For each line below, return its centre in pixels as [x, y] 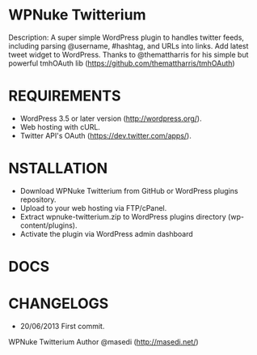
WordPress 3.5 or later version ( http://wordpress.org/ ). [111, 118]
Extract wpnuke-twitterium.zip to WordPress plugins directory [123, 216]
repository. [38, 199]
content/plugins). [48, 225]
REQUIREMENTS [65, 96]
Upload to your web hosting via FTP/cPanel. [93, 207]
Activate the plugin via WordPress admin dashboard [106, 233]
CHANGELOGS [59, 304]
